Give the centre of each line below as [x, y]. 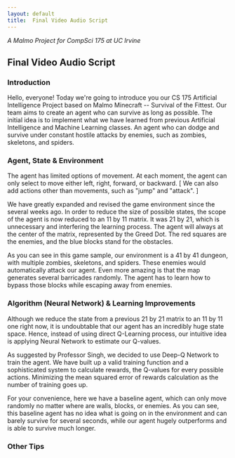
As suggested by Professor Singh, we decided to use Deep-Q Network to [113, 355]
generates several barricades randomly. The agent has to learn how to [109, 277]
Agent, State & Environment [55, 161]
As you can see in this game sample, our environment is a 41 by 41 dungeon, [117, 255]
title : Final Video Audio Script [58, 20]
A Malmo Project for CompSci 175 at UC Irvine [74, 40]
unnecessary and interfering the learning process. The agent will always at [115, 227]
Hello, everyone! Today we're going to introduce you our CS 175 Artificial [112, 98]
